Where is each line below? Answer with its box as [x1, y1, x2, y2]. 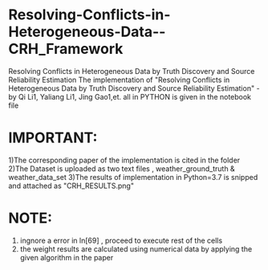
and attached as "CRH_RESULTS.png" [8, 181, 135, 190]
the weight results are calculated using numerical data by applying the [19, 243, 253, 254]
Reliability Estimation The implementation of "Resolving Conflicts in [8, 75, 230, 84]
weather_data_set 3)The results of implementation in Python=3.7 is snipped [8, 172, 258, 182]
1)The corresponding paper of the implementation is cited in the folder [8, 155, 241, 165]
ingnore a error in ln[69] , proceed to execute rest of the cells [19, 235, 223, 245]
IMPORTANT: [8, 129, 98, 147]
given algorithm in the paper [19, 252, 114, 262]
